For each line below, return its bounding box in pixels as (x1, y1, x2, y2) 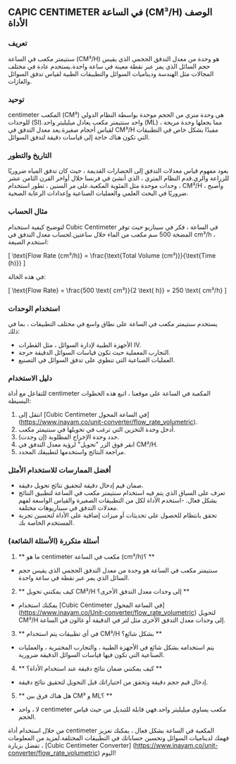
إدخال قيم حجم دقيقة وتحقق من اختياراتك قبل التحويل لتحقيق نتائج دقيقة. (18, 677, 209, 686)
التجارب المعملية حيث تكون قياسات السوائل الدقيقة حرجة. (18, 348, 171, 356)
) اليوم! (97, 749, 117, 757)
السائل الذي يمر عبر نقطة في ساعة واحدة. (18, 573, 130, 582)
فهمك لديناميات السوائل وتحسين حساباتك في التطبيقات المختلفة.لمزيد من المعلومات (8, 733, 230, 742)
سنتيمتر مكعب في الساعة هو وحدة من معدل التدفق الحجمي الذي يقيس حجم (18, 565, 218, 574)
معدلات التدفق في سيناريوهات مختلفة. (18, 503, 118, 512)
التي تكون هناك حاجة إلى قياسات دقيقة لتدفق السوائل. (8, 132, 150, 141)
